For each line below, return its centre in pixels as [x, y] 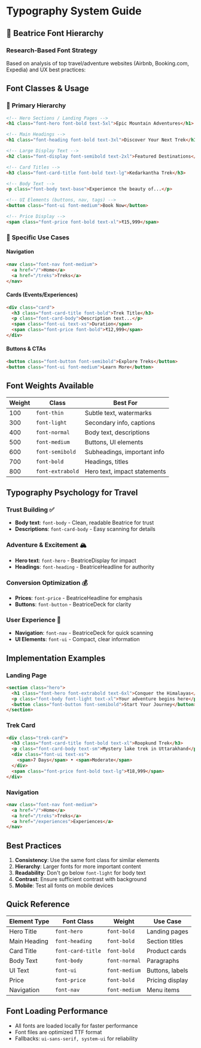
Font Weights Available [50, 386]
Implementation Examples [56, 658]
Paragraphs [163, 960]
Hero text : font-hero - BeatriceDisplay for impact [75, 560]
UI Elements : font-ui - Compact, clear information [77, 639]
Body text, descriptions [117, 432]
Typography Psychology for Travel [72, 493]
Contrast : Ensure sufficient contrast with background [80, 879]
